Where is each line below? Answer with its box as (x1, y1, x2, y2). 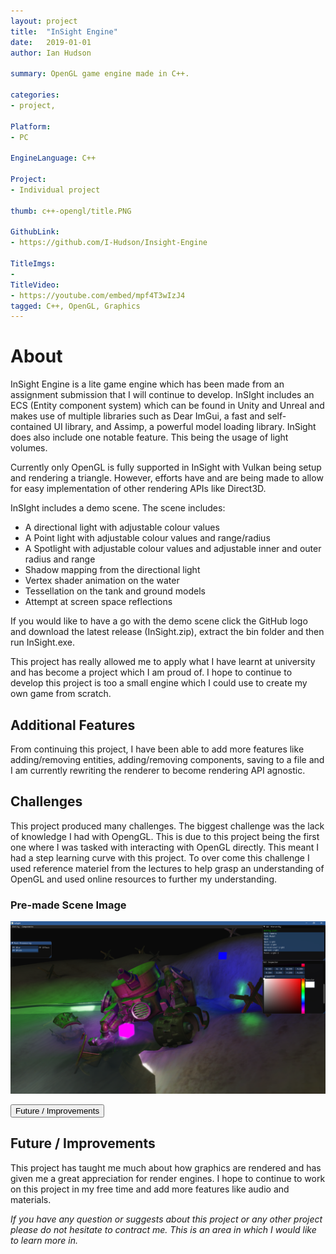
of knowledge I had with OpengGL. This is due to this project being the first (10, 830, 320, 842)
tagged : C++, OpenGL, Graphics (10, 301, 141, 311)
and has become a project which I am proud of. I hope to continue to (10, 666, 293, 679)
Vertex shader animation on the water (24, 575, 180, 587)
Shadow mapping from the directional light (24, 564, 201, 576)
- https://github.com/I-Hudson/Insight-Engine (10, 238, 208, 248)
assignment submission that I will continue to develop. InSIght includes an (10, 389, 315, 401)
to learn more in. (10, 1234, 78, 1246)
